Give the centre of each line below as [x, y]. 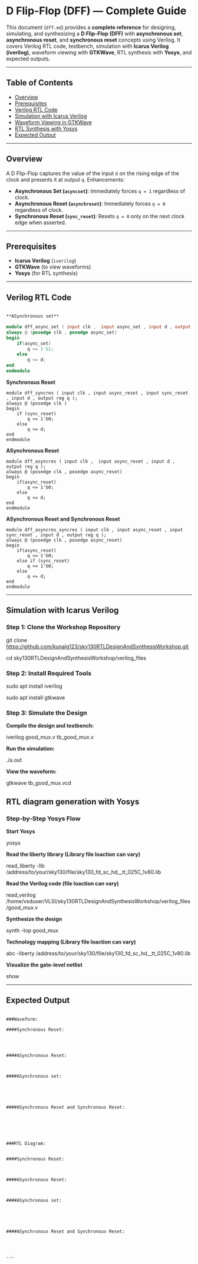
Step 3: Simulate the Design [47, 713]
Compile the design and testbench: [50, 726]
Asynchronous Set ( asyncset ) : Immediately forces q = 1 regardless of [100, 191]
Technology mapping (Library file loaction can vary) [71, 942]
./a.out [14, 760]
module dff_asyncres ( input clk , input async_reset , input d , [91, 461]
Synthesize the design [34, 919]
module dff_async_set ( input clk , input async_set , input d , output [99, 327]
